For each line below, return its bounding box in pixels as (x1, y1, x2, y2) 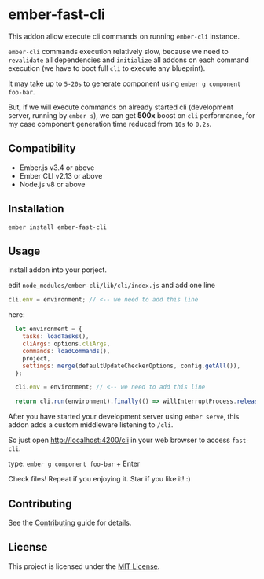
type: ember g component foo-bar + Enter (8, 459, 141, 469)
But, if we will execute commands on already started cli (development (8, 102, 234, 112)
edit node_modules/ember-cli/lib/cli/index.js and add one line (8, 281, 216, 290)
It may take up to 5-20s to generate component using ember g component (8, 79, 241, 88)
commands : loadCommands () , (22, 347, 111, 355)
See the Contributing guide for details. (8, 518, 132, 527)
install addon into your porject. (8, 265, 108, 275)
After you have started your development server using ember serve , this (8, 411, 240, 422)
